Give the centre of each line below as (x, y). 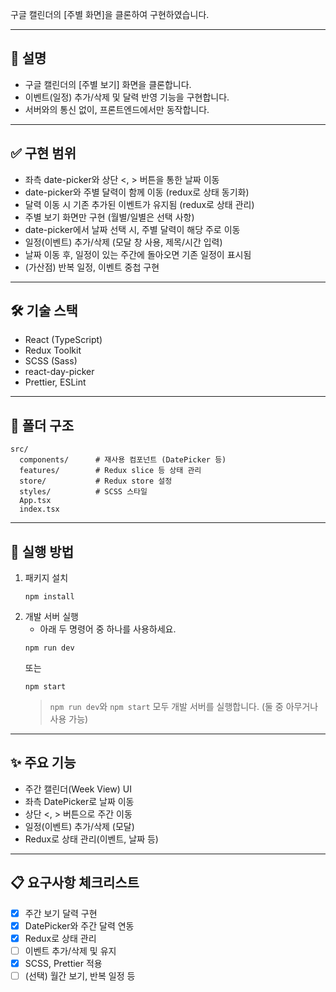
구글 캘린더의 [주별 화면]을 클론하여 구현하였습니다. (110, 14)
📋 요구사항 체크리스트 (75, 883)
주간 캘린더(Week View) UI (78, 789)
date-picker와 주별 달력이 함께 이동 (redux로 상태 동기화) (137, 192)
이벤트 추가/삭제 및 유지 (70, 950)
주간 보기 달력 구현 (61, 913)
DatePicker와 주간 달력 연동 (79, 925)
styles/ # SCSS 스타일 (83, 492)
